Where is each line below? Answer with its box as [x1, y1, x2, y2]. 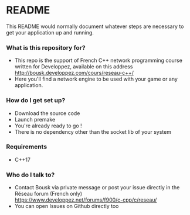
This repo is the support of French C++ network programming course [14, 57, 183, 64]
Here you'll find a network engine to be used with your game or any [14, 75, 178, 82]
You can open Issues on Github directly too [14, 203, 119, 210]
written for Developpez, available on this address [14, 63, 133, 70]
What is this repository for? [6, 43, 86, 51]
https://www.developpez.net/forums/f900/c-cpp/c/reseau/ [14, 196, 157, 203]
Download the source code [14, 109, 80, 117]
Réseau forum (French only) [14, 190, 83, 197]
